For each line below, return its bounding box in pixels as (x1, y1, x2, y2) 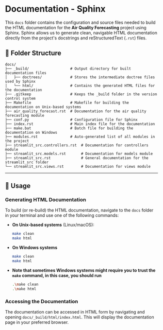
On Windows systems (12, 244, 57, 251)
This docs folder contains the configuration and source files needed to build (5, 19, 156, 25)
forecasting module (5, 113, 45, 118)
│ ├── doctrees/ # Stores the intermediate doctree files (5, 74, 155, 80)
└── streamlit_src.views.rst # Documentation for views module (5, 164, 151, 169)
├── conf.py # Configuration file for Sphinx (5, 117, 138, 122)
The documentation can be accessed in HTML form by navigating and (5, 309, 145, 314)
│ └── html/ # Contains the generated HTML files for (5, 83, 155, 88)
